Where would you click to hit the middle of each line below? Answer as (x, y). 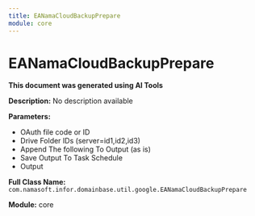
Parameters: (29, 117)
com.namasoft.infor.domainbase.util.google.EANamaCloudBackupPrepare (128, 190)
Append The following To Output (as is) (86, 149)
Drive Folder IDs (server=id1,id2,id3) (80, 141)
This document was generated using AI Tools (86, 85)
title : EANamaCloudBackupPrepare (65, 16)
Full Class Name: (37, 182)
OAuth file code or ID (55, 132)
